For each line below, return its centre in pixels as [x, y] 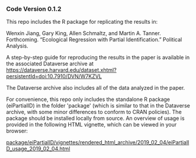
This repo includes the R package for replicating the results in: [82, 22]
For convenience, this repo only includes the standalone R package [88, 99]
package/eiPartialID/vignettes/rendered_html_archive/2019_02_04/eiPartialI [98, 143]
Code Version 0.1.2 [34, 9]
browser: [17, 131]
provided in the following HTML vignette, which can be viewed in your [91, 125]
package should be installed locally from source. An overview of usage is [95, 118]
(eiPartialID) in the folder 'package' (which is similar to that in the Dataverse [98, 106]
